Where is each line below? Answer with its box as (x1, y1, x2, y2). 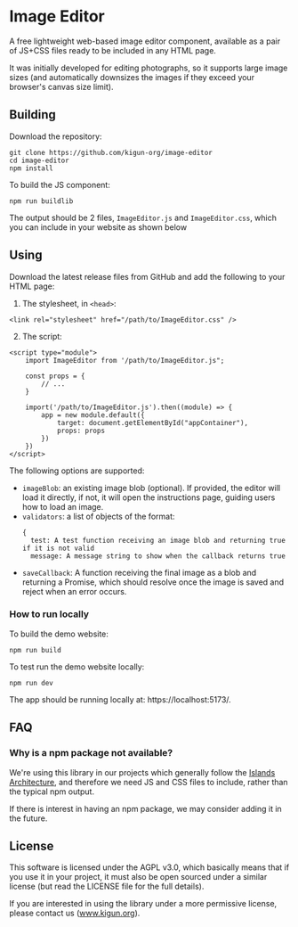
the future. (9, 813, 48, 824)
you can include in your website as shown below (9, 221, 188, 233)
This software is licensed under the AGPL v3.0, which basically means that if (9, 862, 290, 873)
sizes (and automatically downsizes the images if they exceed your (9, 71, 255, 82)
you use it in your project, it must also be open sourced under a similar (9, 872, 268, 882)
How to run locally (9, 608, 90, 620)
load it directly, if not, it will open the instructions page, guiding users (21, 492, 276, 503)
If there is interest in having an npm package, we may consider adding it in (9, 803, 282, 814)
